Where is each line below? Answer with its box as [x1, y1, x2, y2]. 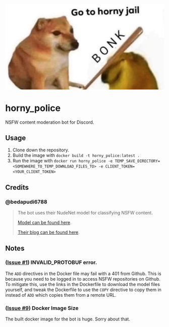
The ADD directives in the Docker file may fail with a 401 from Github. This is [5, 270, 161, 277]
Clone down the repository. [12, 147, 70, 153]
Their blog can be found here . [17, 229, 80, 236]
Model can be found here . [17, 220, 72, 226]
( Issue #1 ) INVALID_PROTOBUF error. [5, 259, 97, 266]
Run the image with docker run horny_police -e [12, 158, 113, 164]
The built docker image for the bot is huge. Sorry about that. [5, 316, 130, 322]
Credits [5, 183, 29, 192]
